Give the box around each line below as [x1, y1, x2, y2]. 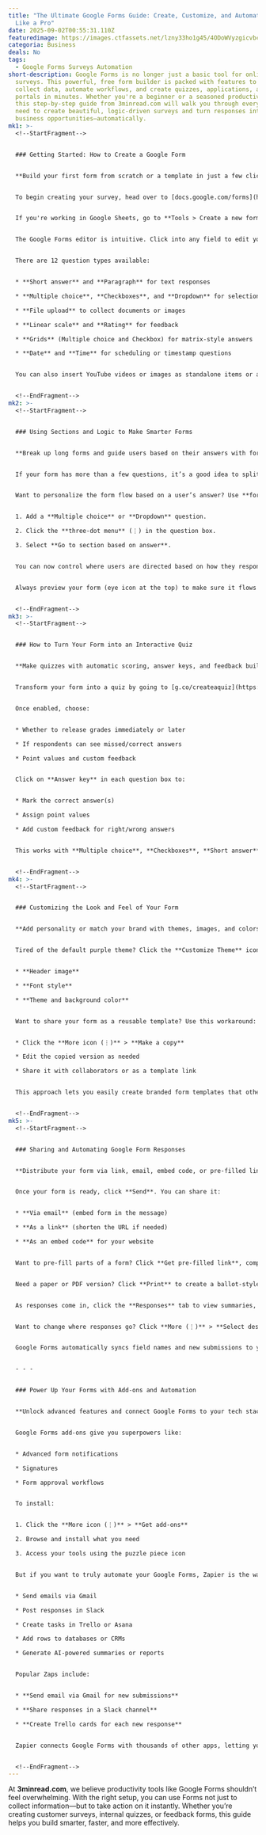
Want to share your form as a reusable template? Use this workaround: [15, 1017, 257, 1026]
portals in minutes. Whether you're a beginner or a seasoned [15, 93, 225, 101]
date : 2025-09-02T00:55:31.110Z [8, 26, 115, 34]
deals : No [8, 48, 41, 56]
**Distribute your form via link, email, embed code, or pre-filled [15, 1167, 246, 1174]
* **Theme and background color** [15, 996, 129, 1004]
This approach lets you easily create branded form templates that [15, 1088, 243, 1097]
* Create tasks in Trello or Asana [15, 1620, 133, 1628]
